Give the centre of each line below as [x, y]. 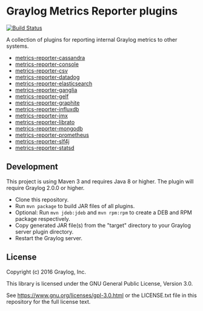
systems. [18, 46]
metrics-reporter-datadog [47, 77]
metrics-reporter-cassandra [50, 57]
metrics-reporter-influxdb [47, 109]
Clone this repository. [42, 199]
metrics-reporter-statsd [45, 148]
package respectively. [43, 218]
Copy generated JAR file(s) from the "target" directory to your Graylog [103, 225]
